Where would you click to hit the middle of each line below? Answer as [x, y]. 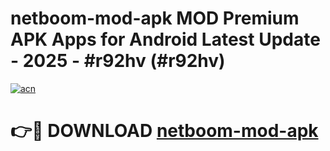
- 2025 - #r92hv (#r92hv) [118, 61]
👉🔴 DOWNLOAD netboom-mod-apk [164, 131]
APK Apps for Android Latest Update [165, 39]
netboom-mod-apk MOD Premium [155, 18]
